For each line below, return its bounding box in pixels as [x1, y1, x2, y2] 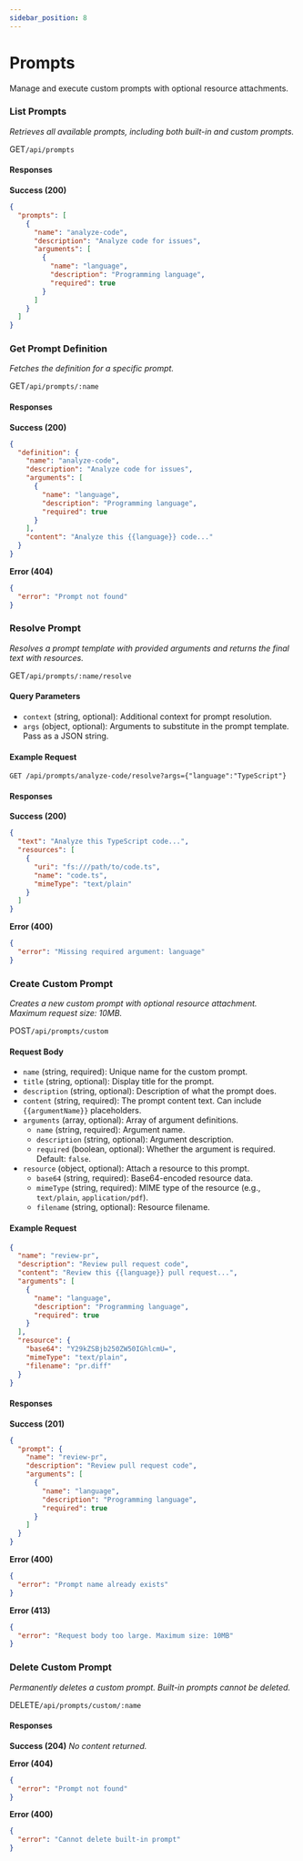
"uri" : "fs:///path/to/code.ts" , [33, 862, 161, 871]
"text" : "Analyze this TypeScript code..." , [17, 837, 189, 847]
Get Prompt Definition [9, 342, 107, 355]
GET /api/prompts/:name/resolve [9, 670, 132, 681]
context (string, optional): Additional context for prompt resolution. [22, 711, 272, 722]
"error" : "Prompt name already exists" [17, 1580, 169, 1589]
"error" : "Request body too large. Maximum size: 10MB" [17, 1631, 234, 1640]
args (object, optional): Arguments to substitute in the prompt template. [22, 721, 289, 732]
